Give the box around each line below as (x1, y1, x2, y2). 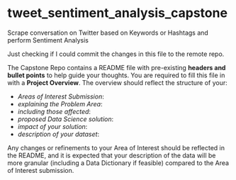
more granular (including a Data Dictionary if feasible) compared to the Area (7, 158, 229, 167)
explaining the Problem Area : (17, 99, 103, 108)
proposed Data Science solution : (17, 115, 114, 123)
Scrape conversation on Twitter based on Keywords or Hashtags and (7, 28, 209, 37)
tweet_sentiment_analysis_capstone (7, 5, 228, 21)
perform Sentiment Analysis (7, 35, 89, 44)
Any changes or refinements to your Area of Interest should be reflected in (7, 143, 225, 152)
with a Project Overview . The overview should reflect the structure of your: (7, 78, 228, 86)
